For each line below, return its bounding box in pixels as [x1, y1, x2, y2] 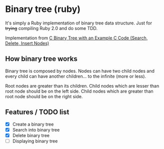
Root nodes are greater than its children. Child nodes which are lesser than [5, 83, 159, 89]
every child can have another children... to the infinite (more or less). [5, 73, 146, 79]
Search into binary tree [12, 127, 60, 133]
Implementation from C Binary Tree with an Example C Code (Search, [5, 35, 148, 41]
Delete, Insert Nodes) [5, 40, 49, 46]
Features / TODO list [5, 108, 69, 117]
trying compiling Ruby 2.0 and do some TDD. [5, 25, 98, 31]
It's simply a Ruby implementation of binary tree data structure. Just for [5, 20, 152, 26]
